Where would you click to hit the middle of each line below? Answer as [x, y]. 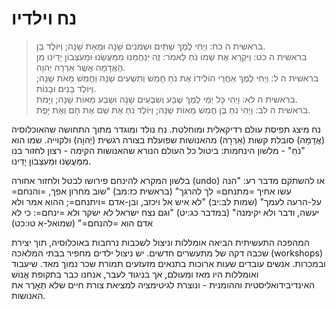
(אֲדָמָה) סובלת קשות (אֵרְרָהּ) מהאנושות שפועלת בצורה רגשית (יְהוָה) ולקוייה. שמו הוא [168, 139]
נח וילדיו [44, 18]
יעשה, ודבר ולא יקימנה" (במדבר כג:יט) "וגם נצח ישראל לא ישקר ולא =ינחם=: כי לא [165, 212]
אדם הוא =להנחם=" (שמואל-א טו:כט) [82, 223]
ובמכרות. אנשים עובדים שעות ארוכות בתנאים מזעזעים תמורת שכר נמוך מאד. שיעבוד [168, 263]
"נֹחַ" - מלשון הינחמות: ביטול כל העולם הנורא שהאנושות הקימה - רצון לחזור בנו [158, 150]
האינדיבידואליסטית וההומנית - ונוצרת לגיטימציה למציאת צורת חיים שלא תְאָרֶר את [163, 284]
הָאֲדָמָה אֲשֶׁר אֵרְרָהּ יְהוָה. [80, 67]
